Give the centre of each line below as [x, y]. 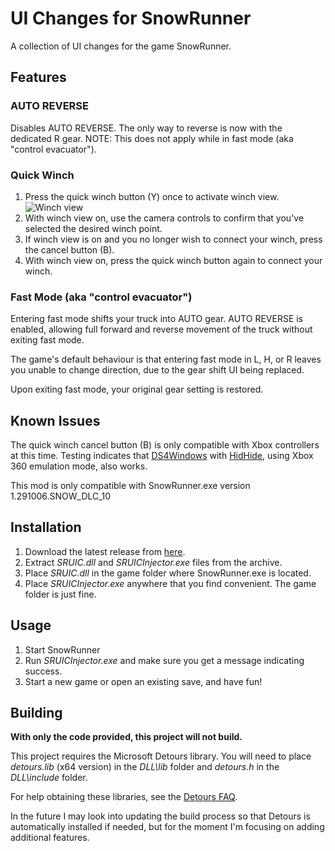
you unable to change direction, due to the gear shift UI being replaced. [157, 370]
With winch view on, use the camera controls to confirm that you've [164, 218]
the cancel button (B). [69, 249]
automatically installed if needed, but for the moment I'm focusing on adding [167, 827]
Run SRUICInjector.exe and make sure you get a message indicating [164, 660]
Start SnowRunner [62, 649]
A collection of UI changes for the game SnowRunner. [121, 46]
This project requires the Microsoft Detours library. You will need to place [161, 756]
